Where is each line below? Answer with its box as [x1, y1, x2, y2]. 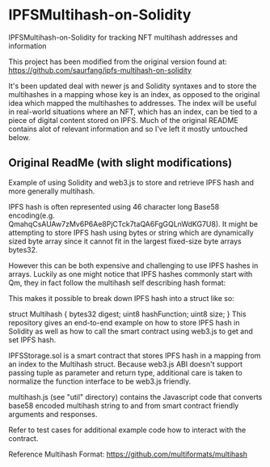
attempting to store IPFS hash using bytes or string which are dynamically [8, 227, 255, 237]
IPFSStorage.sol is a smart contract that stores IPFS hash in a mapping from [8, 350, 261, 360]
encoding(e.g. [8, 210, 55, 220]
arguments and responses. [8, 409, 98, 418]
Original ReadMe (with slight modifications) [8, 156, 233, 170]
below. [8, 132, 31, 142]
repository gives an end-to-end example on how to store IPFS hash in [8, 317, 240, 327]
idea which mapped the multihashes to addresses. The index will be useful [8, 98, 257, 108]
